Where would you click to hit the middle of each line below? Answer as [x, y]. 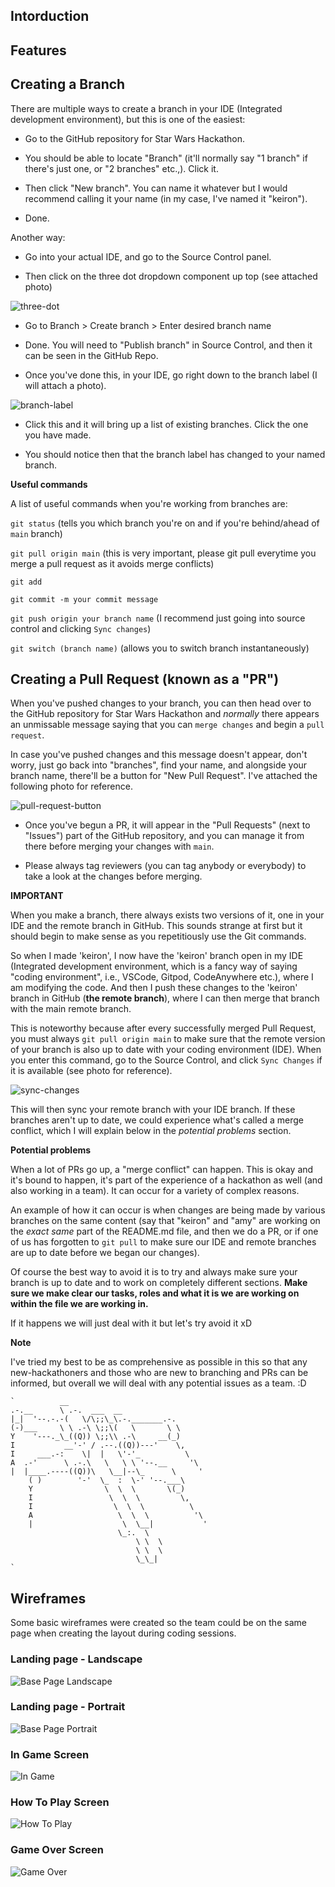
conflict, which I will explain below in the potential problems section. [151, 1131]
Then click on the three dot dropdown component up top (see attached [171, 276]
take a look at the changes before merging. [113, 876]
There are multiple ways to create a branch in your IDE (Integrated [146, 108]
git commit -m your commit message [84, 599]
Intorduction [50, 16]
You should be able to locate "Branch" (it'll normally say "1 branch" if [166, 158]
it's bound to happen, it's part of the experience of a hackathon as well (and [166, 1180]
